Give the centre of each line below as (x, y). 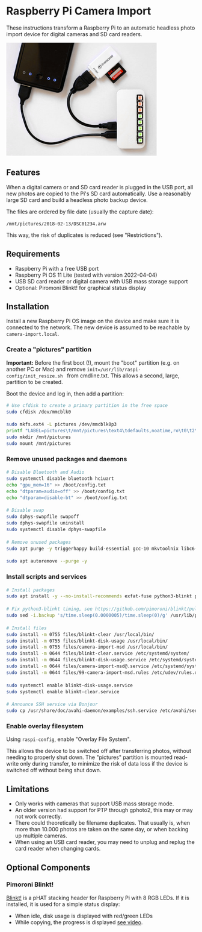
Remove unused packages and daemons (67, 459)
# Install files (26, 628)
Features (23, 173)
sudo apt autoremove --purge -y (47, 561)
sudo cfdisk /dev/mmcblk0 (38, 412)
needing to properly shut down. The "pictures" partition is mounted (90, 757)
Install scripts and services (47, 577)
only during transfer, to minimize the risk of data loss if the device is (104, 764)
